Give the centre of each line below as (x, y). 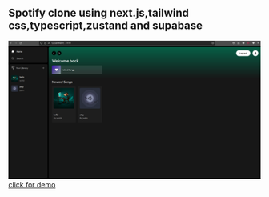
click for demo (32, 184)
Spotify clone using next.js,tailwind (99, 13)
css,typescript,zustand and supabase (105, 26)
